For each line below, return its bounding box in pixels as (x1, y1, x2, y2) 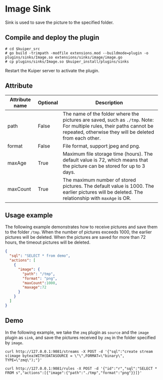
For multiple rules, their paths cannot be (63, 122, 154, 129)
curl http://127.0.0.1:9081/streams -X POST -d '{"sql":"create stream (5, 349, 153, 354)
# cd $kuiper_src (5, 46, 40, 51)
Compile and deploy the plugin (5, 33, 99, 42)
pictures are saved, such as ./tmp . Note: (63, 116, 154, 123)
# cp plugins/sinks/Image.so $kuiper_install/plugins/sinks (5, 59, 130, 64)
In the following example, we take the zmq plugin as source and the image (5, 329, 149, 335)
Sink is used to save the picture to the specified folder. (5, 19, 114, 25)
